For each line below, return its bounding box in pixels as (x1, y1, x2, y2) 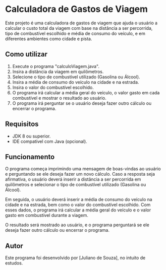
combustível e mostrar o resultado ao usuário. (12, 95, 107, 101)
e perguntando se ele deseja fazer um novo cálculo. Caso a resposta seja (5, 171, 155, 177)
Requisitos (5, 120, 39, 129)
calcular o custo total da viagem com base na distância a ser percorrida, (5, 25, 153, 31)
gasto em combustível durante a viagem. (5, 212, 88, 218)
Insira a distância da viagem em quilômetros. (12, 68, 104, 74)
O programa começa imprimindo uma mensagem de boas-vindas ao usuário (5, 166, 161, 172)
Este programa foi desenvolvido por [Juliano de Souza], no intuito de (5, 255, 146, 261)
